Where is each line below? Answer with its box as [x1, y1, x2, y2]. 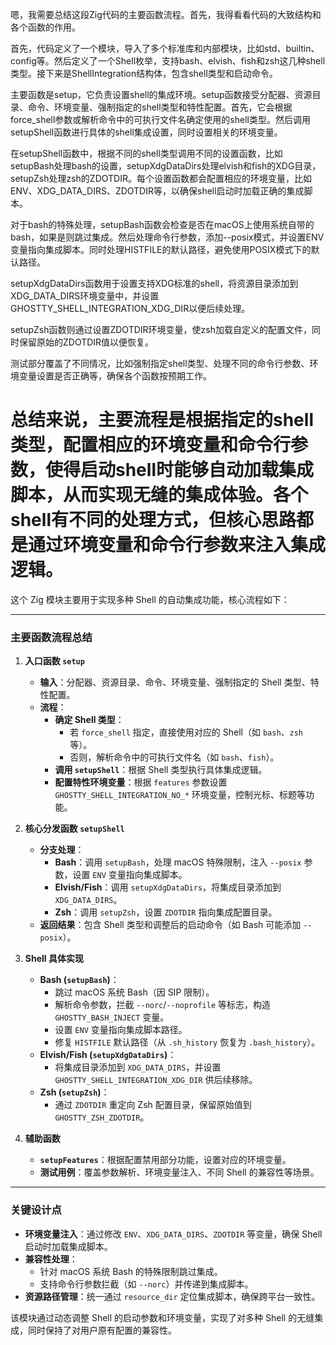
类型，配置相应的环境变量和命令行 [10, 434, 292, 457]
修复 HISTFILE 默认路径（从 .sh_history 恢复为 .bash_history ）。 [54, 1036, 321, 1048]
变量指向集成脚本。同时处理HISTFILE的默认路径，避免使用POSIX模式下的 [10, 244, 312, 255]
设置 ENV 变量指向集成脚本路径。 [54, 1024, 188, 1036]
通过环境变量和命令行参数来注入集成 [28, 534, 327, 557]
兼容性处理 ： [24, 1253, 78, 1265]
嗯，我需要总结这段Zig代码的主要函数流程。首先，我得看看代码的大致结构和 [10, 9, 322, 20]
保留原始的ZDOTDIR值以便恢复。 [18, 336, 155, 348]
